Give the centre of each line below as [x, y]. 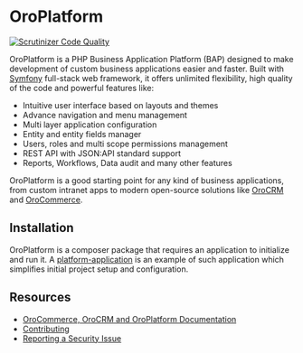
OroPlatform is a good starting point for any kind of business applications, [147, 180]
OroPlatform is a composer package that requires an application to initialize [149, 249]
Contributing [46, 329]
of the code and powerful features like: [82, 88]
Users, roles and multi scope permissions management [125, 144]
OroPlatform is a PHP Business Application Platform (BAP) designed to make [151, 59]
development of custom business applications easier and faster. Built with [147, 69]
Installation [42, 228]
